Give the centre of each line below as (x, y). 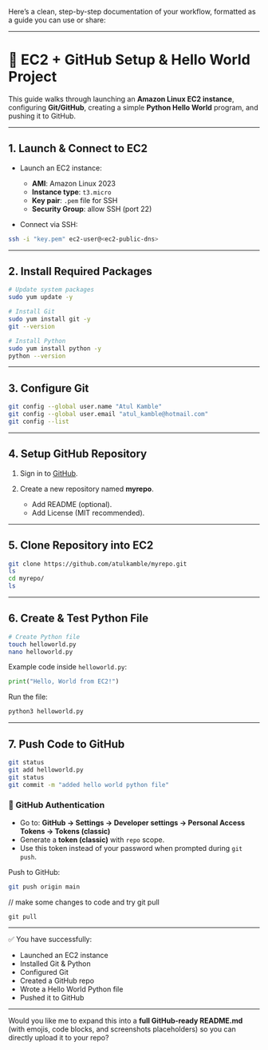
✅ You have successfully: (50, 939)
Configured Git (44, 972)
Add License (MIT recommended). (88, 513)
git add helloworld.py (46, 770)
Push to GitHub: (34, 872)
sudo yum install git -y (49, 319)
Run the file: (28, 697)
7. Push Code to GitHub (67, 744)
